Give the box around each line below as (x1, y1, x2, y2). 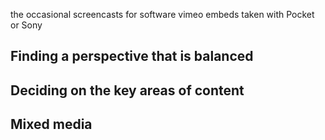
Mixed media (10, 116, 93, 133)
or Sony (10, 19, 43, 31)
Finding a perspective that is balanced (10, 48, 254, 65)
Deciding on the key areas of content (10, 82, 245, 99)
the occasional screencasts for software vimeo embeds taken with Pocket (10, 9, 315, 20)
